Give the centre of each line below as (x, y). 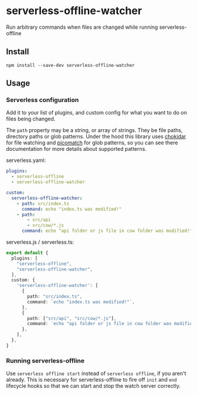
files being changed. (31, 119)
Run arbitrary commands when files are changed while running (82, 27)
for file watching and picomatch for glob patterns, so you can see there (92, 143)
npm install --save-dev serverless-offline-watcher (70, 65)
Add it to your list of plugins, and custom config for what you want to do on (97, 113)
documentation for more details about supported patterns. (76, 149)
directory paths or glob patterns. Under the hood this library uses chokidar (96, 137)
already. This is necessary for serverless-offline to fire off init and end (91, 380)
